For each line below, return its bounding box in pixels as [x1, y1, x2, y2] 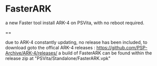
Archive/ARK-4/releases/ [5, 50, 58, 56]
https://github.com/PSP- [96, 44, 148, 50]
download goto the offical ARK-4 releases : [5, 44, 96, 50]
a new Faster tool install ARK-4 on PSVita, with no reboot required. [5, 20, 144, 26]
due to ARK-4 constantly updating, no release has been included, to [5, 39, 148, 45]
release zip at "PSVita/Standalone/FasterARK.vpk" [5, 55, 111, 61]
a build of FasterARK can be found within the [58, 50, 152, 56]
